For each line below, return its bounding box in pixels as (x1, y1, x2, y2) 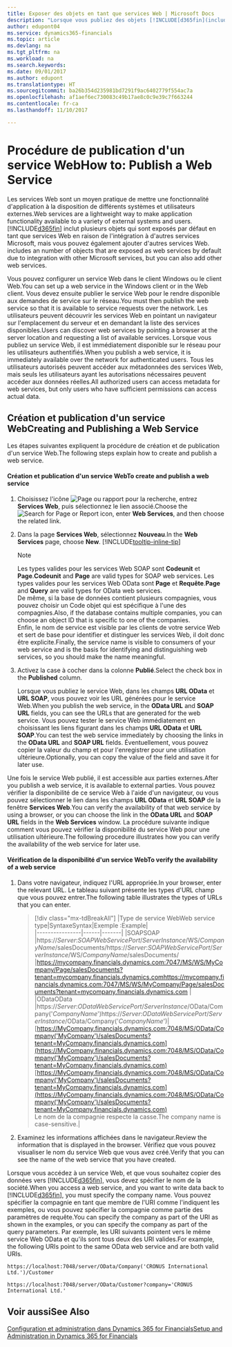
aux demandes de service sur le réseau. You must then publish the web (7, 296, 209, 305)
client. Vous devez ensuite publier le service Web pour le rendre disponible (7, 289, 220, 298)
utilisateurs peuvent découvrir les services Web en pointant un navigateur (7, 311, 217, 319)
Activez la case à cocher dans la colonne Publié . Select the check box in (17, 666, 222, 674)
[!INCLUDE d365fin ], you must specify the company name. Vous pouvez (7, 1191, 211, 1199)
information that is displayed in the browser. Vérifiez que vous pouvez (17, 1140, 216, 1149)
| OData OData (34, 995, 72, 1003)
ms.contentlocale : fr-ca (7, 100, 79, 107)
